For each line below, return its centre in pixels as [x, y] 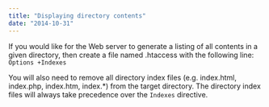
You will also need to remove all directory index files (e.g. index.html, [122, 77]
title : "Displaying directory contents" [78, 16]
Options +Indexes [38, 62]
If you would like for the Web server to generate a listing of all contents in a [133, 46]
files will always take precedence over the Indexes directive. [108, 94]
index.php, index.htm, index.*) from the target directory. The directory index [134, 86]
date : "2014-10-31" [41, 23]
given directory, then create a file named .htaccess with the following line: [131, 55]
